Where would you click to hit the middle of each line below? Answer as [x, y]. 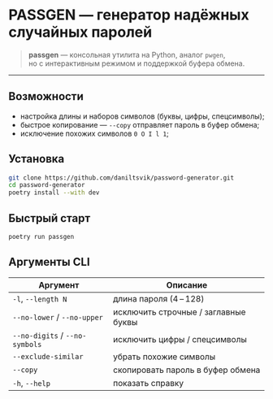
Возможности [46, 96]
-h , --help [32, 383]
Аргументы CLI [50, 262]
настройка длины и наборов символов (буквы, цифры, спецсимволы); [142, 116]
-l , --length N [40, 298]
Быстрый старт [50, 218]
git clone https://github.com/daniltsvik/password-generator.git [121, 178]
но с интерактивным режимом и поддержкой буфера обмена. [136, 63]
